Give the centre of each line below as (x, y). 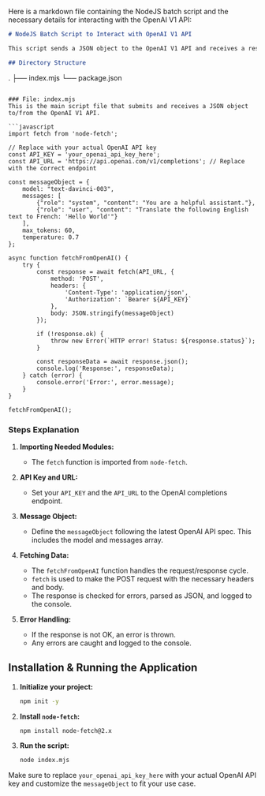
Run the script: (44, 746)
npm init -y (39, 701)
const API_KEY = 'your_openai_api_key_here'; (84, 154)
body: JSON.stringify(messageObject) (112, 313)
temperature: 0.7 (51, 237)
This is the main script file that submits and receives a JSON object (128, 106)
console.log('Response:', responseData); (106, 368)
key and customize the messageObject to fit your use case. (102, 783)
